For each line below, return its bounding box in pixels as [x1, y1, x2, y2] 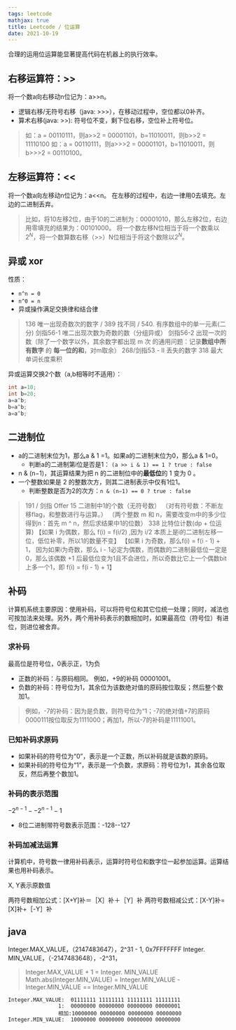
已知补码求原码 [8, 734, 59, 744]
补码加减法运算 [8, 840, 59, 850]
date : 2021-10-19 [8, 29, 59, 37]
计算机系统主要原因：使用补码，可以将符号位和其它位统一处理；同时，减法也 [8, 605, 229, 614]
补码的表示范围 [8, 788, 59, 798]
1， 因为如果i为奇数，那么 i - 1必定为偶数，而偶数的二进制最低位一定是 [25, 545, 228, 553]
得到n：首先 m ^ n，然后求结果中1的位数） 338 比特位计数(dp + [25, 519, 208, 527]
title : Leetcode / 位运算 [8, 23, 81, 30]
